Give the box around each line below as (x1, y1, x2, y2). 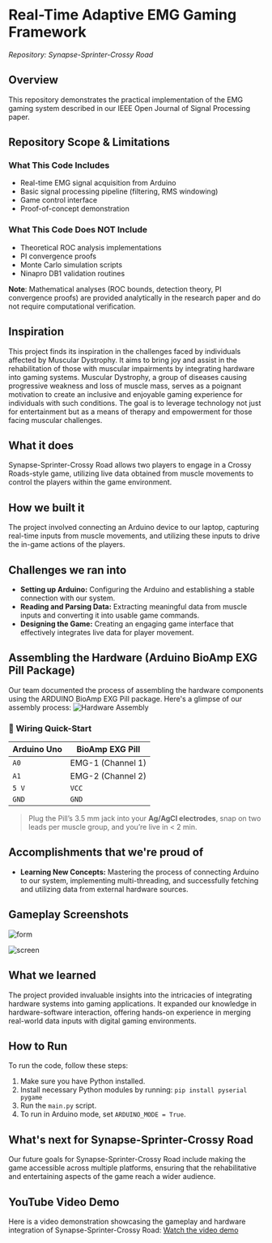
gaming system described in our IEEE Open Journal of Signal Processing (8, 103, 251, 113)
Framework (8, 23, 87, 41)
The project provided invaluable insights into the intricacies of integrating (8, 990, 253, 1000)
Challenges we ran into (8, 563, 127, 577)
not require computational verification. (8, 301, 136, 311)
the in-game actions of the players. (8, 540, 125, 549)
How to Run (8, 1039, 68, 1053)
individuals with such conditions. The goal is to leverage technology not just (8, 398, 261, 408)
